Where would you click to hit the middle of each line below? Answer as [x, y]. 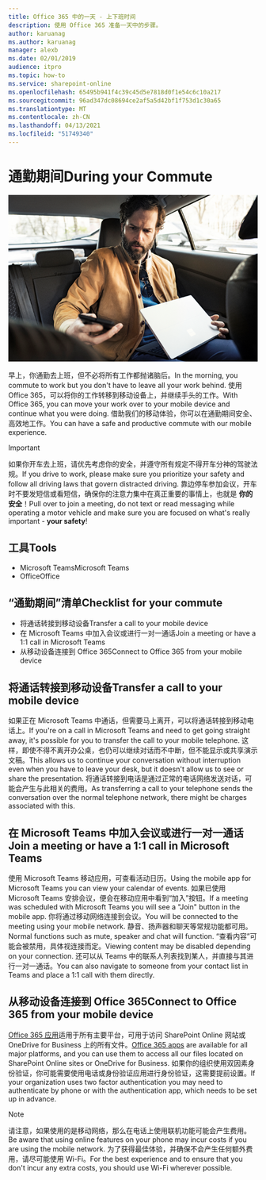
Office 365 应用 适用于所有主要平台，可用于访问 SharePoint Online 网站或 [127, 1035]
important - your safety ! [48, 521]
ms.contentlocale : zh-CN [49, 117]
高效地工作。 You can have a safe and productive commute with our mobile [130, 423]
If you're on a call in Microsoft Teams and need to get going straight [140, 731]
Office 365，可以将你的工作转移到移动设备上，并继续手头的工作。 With [123, 395]
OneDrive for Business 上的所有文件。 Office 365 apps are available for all [128, 1044]
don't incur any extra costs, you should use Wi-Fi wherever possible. [120, 1167]
